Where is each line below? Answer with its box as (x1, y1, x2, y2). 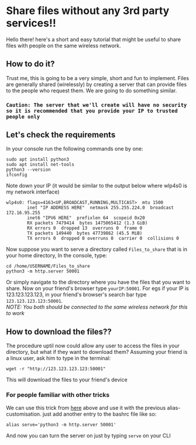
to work (6, 310, 25, 317)
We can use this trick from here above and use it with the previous (6, 404, 166, 411)
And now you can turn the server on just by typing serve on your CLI (6, 432, 171, 439)
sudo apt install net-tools (6, 162, 75, 168)
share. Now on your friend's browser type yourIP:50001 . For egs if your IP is (6, 285, 189, 292)
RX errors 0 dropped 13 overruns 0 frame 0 (27, 225, 143, 232)
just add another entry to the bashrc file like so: (43, 410, 157, 418)
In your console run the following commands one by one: (6, 145, 143, 153)
